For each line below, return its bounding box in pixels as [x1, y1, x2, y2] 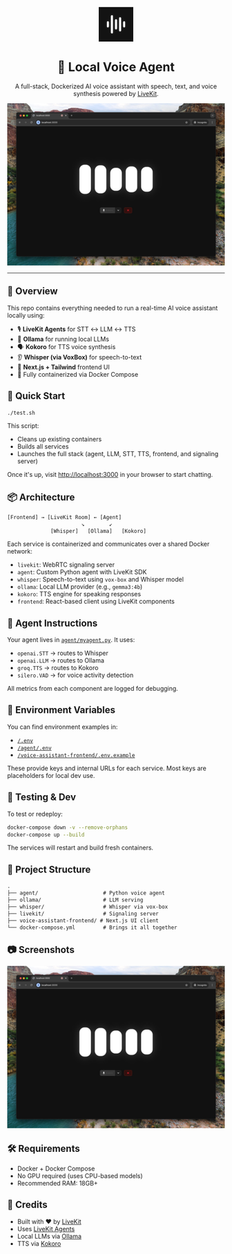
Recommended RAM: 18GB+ [17, 1179, 98, 1187]
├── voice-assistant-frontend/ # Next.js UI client [7, 917, 159, 924]
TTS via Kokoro [17, 1239, 61, 1248]
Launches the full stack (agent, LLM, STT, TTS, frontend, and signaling [17, 450, 219, 458]
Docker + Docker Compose [17, 1164, 95, 1173]
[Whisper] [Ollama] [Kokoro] [50, 528, 147, 535]
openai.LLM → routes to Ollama [17, 656, 105, 665]
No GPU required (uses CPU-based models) [17, 1171, 143, 1179]
